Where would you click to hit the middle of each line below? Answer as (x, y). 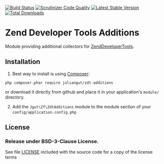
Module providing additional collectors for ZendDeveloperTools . (70, 46)
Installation (23, 62)
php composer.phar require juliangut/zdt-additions (59, 83)
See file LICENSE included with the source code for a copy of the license (79, 152)
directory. (15, 97)
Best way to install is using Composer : (51, 73)
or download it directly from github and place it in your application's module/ (82, 92)
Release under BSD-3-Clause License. (52, 141)
